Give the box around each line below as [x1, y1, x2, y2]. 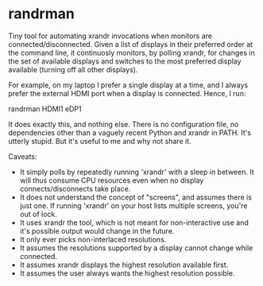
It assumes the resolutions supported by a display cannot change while [19, 243, 253, 253]
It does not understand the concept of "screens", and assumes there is [19, 192, 253, 202]
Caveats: [8, 152, 37, 161]
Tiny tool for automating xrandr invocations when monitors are [8, 31, 213, 41]
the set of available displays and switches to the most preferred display [8, 56, 242, 66]
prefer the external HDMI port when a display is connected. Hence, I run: [8, 88, 246, 98]
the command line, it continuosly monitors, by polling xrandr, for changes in [8, 48, 256, 57]
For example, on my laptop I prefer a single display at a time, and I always [8, 80, 249, 90]
